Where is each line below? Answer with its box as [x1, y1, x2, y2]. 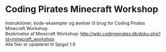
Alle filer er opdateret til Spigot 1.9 [5, 41, 76, 47]
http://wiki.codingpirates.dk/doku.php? [80, 30, 161, 36]
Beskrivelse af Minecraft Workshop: [5, 30, 79, 36]
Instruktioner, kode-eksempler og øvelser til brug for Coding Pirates [5, 20, 145, 26]
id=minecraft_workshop [5, 36, 54, 42]
